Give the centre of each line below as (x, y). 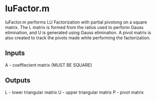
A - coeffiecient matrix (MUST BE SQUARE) (49, 65)
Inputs (15, 53)
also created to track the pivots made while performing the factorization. (78, 38)
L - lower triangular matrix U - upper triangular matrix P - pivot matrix (74, 92)
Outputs (18, 81)
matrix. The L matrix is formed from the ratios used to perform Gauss (74, 27)
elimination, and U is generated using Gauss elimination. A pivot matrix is (78, 32)
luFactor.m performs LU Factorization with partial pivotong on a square (76, 22)
